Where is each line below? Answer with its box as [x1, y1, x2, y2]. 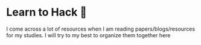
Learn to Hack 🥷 [6, 5, 88, 19]
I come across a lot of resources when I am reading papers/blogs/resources [6, 25, 195, 32]
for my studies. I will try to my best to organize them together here [6, 31, 171, 38]
